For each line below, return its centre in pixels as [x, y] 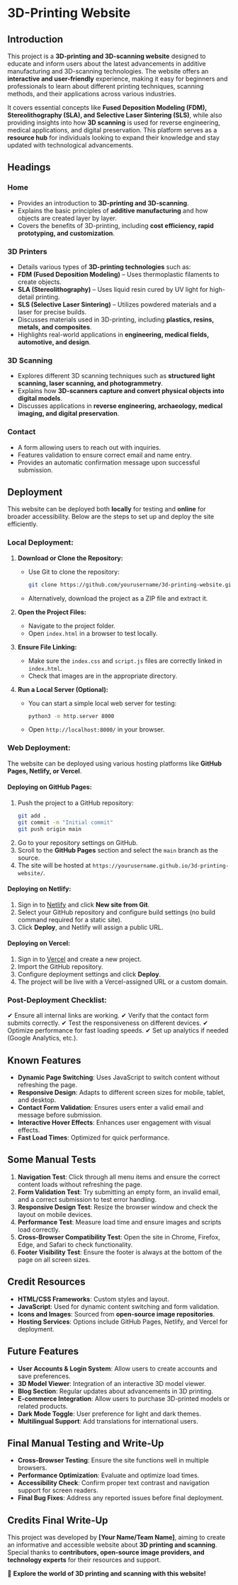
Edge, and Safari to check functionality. [75, 1244]
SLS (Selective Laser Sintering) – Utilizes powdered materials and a [117, 304]
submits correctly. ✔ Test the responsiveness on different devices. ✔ [108, 1023]
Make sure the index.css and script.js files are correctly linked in [125, 661]
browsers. [32, 1468]
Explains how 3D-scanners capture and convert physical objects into [121, 391]
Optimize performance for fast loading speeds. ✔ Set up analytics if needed [118, 1030]
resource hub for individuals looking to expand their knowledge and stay [113, 137]
